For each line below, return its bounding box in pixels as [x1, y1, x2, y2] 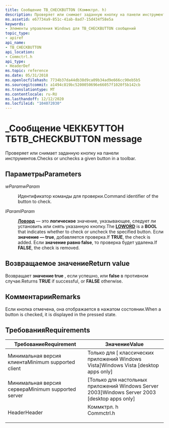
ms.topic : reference [5, 68, 49, 74]
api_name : [5, 40, 26, 45]
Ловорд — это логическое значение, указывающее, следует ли [18, 218, 156, 224]
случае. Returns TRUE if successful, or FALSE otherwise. [5, 278, 123, 284]
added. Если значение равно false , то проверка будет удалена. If [18, 239, 157, 245]
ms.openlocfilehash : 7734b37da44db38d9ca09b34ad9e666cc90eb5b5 [5, 78, 141, 83]
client [8, 365, 21, 372]
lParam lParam [5, 208, 35, 214]
